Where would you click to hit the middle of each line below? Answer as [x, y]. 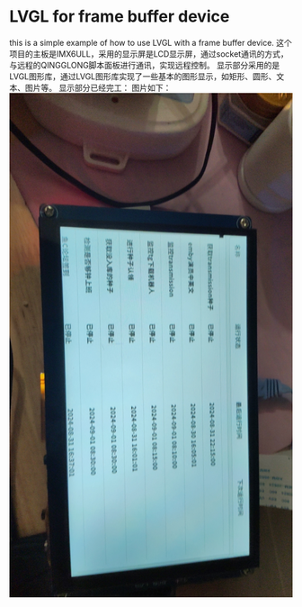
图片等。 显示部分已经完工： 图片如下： [98, 87]
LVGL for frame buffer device [120, 17]
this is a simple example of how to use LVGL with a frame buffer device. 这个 [151, 42]
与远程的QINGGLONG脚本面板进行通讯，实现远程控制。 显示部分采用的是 [145, 65]
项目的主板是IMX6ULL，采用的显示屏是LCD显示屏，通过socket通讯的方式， [149, 54]
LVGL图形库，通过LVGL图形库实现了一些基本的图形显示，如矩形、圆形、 [143, 76]
